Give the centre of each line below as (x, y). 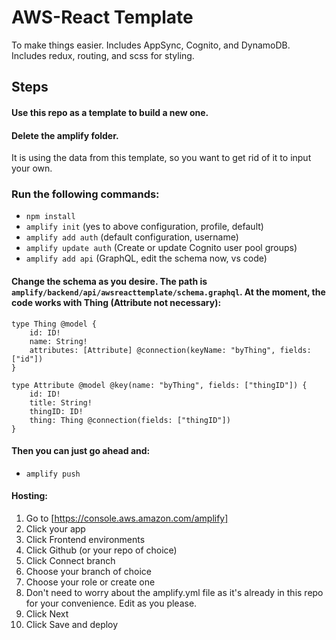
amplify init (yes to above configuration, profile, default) (144, 227)
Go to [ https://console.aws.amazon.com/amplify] (127, 518)
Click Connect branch (70, 561)
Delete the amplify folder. (65, 135)
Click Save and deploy (72, 625)
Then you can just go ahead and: (81, 451)
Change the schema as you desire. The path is (109, 282)
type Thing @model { (54, 324)
